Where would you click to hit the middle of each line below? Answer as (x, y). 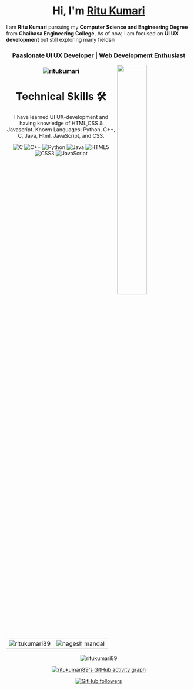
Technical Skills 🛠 (61, 96)
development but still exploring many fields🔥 (61, 39)
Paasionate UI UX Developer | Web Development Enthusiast (99, 55)
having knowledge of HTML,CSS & (61, 123)
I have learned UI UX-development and (61, 117)
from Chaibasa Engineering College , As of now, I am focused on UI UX (93, 33)
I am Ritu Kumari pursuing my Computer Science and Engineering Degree (97, 27)
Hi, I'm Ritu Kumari (99, 11)
